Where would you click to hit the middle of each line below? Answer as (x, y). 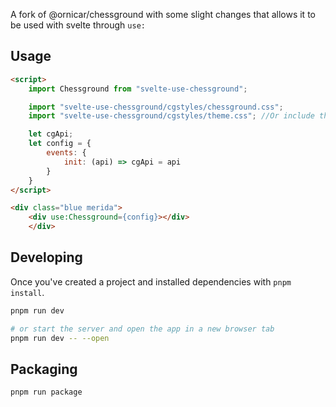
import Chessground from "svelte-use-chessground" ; (138, 89)
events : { (66, 153)
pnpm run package (46, 392)
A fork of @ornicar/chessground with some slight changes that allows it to (163, 14)
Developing (46, 257)
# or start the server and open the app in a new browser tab (142, 329)
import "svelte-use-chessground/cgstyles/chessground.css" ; (156, 107)
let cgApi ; (51, 134)
